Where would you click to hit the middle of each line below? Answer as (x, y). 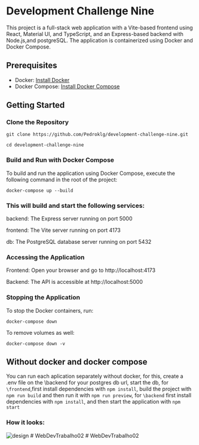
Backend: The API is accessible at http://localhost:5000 (75, 282)
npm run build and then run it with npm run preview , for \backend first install (99, 395)
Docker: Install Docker (42, 80)
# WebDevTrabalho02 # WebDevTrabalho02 (85, 435)
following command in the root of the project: (62, 179)
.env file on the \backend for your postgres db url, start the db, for (88, 383)
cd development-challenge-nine (45, 145)
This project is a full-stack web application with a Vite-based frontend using (99, 28)
